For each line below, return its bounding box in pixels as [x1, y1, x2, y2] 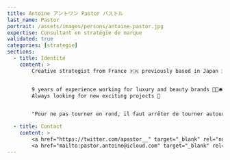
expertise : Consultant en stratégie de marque [7, 29, 142, 36]
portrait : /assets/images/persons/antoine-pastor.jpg [7, 23, 164, 30]
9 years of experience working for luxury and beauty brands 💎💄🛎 [31, 86, 223, 93]
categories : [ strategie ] [7, 42, 78, 49]
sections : [7, 49, 36, 56]
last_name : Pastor [7, 16, 60, 23]
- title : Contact [13, 123, 63, 130]
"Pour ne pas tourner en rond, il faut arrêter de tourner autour [31, 111, 225, 117]
